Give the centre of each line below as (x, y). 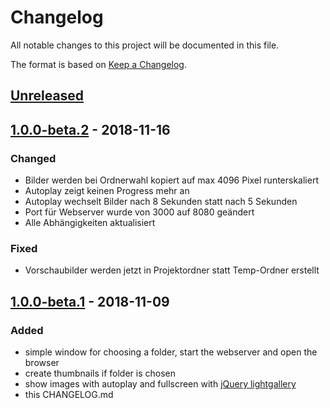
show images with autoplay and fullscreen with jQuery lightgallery (160, 384)
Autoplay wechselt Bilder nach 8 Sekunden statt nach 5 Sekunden (161, 202)
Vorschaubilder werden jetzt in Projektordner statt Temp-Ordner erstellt (172, 270)
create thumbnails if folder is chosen (100, 373)
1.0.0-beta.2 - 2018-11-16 (90, 129)
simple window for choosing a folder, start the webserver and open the (171, 352)
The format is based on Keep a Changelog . (98, 64)
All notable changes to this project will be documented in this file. (145, 45)
